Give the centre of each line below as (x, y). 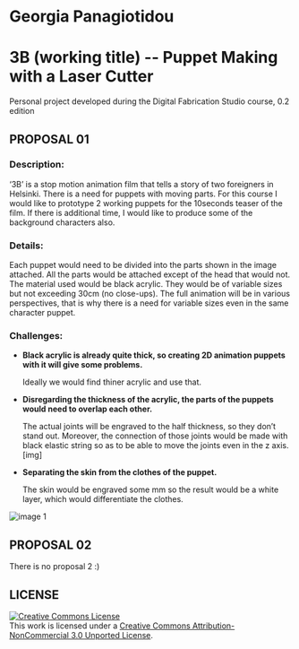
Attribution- (214, 626)
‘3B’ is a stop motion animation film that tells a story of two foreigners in (142, 184)
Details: (26, 246)
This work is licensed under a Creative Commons (100, 626)
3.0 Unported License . (112, 636)
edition (22, 111)
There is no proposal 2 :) (55, 567)
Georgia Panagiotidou (92, 17)
